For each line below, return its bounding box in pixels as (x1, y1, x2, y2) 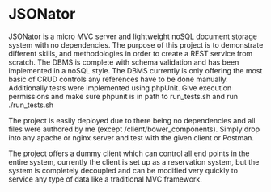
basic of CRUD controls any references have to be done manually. (8, 74, 228, 84)
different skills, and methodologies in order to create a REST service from (8, 48, 253, 58)
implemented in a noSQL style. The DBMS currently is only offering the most (8, 65, 263, 75)
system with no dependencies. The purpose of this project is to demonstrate (8, 40, 264, 49)
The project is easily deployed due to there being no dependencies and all (8, 115, 256, 125)
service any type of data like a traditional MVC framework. (8, 174, 202, 184)
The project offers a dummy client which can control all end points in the (8, 148, 250, 158)
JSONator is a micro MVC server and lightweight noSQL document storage (8, 31, 257, 41)
